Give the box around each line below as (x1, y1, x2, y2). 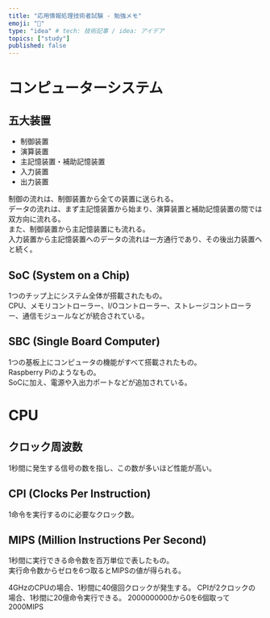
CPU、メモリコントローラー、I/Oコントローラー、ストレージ (8, 300, 210, 311)
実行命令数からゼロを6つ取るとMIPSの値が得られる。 (8, 566, 186, 575)
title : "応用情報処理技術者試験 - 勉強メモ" (8, 11, 143, 20)
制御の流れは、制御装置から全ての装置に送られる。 (8, 194, 178, 204)
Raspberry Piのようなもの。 (8, 367, 101, 377)
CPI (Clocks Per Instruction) (8, 487, 152, 501)
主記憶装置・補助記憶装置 (19, 157, 106, 166)
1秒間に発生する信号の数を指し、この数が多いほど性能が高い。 (8, 463, 216, 473)
